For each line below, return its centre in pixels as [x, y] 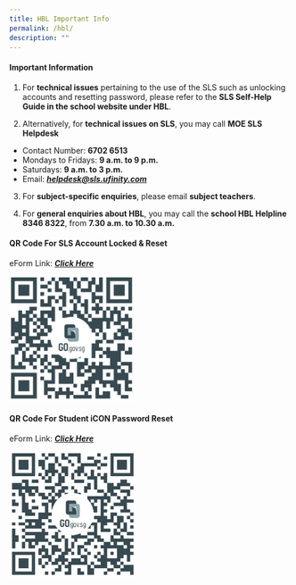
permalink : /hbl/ [41, 28]
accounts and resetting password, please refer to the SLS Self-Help [147, 96]
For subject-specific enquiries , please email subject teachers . [139, 196]
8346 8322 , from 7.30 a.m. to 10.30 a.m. [99, 222]
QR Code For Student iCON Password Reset [91, 419]
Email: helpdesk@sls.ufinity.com [84, 179]
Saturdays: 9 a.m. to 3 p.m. [72, 169]
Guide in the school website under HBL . [97, 106]
